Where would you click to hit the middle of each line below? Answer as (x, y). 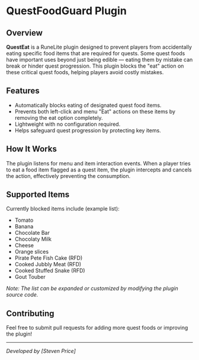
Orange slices (32, 252)
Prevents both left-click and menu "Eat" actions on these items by (95, 111)
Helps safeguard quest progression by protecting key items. (88, 130)
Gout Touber (30, 277)
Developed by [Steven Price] (41, 351)
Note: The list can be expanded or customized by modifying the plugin (92, 288)
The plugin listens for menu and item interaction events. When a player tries (98, 163)
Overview (25, 33)
